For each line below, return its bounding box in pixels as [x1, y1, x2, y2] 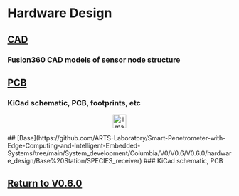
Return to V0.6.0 [7, 177, 83, 190]
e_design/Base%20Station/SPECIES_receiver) [7, 157, 142, 165]
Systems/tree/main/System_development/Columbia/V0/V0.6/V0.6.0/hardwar [7, 149, 232, 158]
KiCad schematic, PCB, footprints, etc [7, 98, 141, 108]
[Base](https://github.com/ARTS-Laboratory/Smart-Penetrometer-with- [16, 134, 226, 143]
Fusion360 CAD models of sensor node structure [7, 55, 181, 65]
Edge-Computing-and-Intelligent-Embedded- [7, 141, 141, 150]
